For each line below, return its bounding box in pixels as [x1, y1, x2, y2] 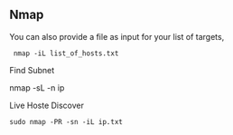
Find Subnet [9, 64, 55, 75]
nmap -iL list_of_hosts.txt [13, 49, 119, 58]
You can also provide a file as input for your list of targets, [9, 31, 225, 42]
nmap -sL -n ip [9, 82, 65, 93]
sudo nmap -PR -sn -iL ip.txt [9, 117, 124, 126]
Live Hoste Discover [9, 100, 84, 111]
